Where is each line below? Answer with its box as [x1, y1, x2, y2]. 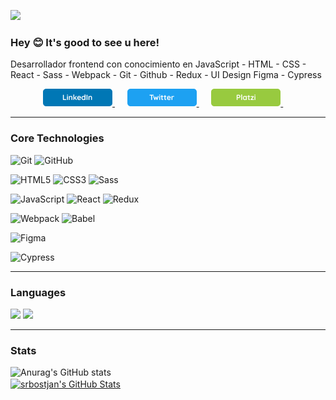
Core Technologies [10, 131, 105, 145]
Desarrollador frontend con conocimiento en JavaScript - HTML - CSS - [10, 58, 307, 70]
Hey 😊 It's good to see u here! [10, 35, 160, 49]
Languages [10, 285, 67, 299]
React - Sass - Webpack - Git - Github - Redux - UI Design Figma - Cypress [10, 69, 322, 81]
